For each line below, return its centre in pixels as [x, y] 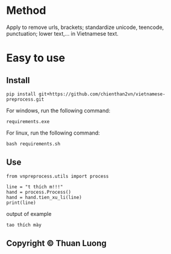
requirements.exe [28, 121]
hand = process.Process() [39, 192]
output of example [29, 214]
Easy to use [36, 58]
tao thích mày [24, 225]
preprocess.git [25, 99]
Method [26, 11]
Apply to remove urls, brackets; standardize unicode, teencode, [85, 27]
